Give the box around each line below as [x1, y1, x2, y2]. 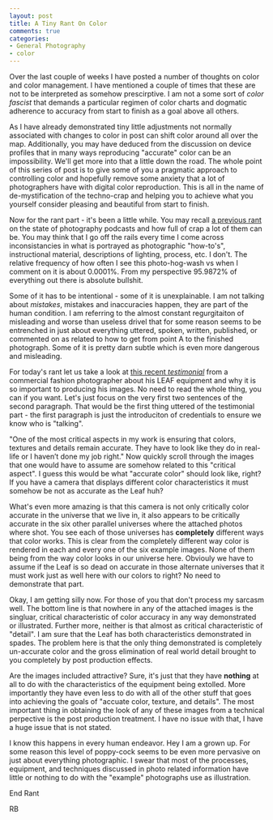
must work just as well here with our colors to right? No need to [9, 570, 221, 580]
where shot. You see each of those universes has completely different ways [9, 527, 264, 537]
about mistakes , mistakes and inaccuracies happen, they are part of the [9, 300, 249, 309]
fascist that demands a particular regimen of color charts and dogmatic [9, 98, 248, 107]
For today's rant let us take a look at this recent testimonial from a [9, 367, 228, 377]
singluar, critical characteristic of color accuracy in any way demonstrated [9, 613, 257, 621]
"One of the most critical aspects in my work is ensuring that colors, [9, 434, 237, 444]
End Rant [9, 788, 40, 798]
